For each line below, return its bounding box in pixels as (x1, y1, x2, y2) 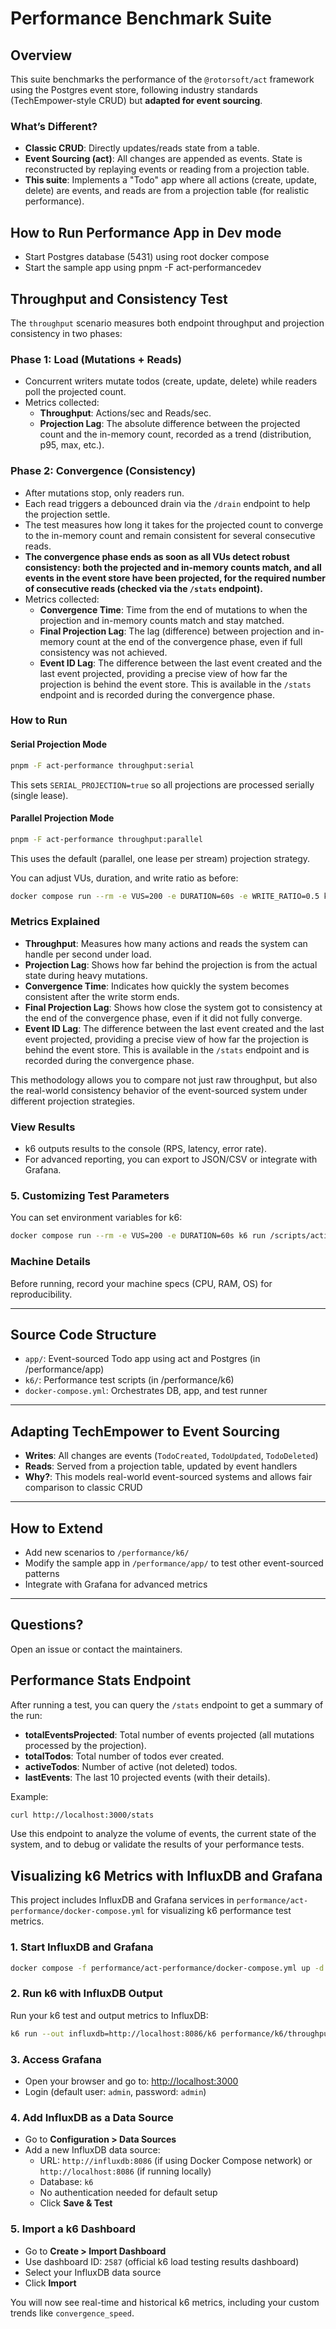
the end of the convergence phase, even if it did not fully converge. (24, 1012, 303, 1024)
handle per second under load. (24, 948, 152, 960)
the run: (10, 1709, 43, 1721)
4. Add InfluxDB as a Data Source (10, 2110, 174, 2124)
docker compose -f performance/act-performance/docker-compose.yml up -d (10, 1963, 325, 1973)
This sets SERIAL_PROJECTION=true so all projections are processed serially (10, 778, 315, 791)
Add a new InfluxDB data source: (24, 2144, 161, 2156)
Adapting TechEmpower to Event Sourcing (10, 1423, 280, 1440)
